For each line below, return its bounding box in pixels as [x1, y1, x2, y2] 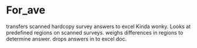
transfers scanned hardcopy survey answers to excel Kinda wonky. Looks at [6, 23, 191, 30]
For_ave [6, 4, 46, 17]
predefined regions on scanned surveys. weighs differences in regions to [6, 29, 183, 36]
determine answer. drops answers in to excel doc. [6, 35, 127, 42]
